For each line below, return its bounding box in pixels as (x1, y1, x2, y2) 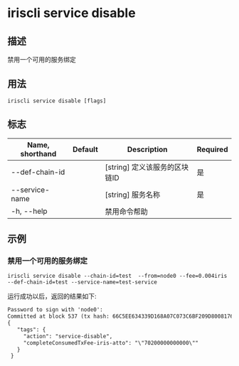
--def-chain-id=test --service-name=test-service (7, 279, 158, 286)
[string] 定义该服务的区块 (105, 162, 189, 172)
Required (196, 144, 228, 154)
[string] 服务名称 (105, 190, 161, 200)
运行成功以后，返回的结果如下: (7, 292, 97, 301)
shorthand (20, 149, 57, 158)
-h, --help (11, 206, 48, 216)
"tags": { (16, 325, 46, 333)
